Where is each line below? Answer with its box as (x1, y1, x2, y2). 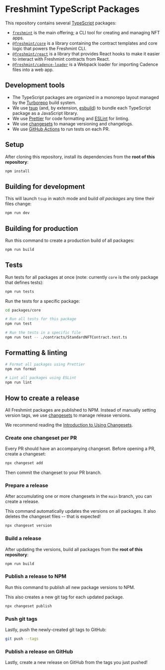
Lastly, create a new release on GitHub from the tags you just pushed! (5, 660, 148, 666)
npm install (5, 168, 30, 174)
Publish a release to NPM (5, 573, 67, 580)
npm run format (5, 366, 37, 371)
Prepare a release (5, 482, 49, 489)
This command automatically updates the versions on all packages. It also (5, 508, 156, 514)
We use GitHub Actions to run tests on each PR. (12, 126, 110, 132)
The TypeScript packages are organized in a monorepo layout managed (12, 94, 160, 100)
